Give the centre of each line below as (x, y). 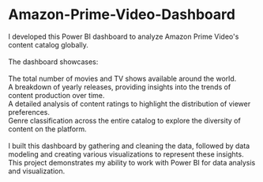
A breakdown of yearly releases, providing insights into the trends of (120, 87)
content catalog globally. (48, 44)
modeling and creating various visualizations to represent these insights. (126, 154)
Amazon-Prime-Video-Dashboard (122, 15)
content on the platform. (47, 129)
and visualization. (37, 171)
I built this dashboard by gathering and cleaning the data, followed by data (129, 146)
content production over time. (56, 95)
